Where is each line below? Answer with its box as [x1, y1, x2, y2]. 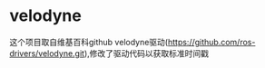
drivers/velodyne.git [9, 47, 84, 59]
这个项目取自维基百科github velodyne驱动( [9, 36, 169, 47]
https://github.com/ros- [167, 36, 256, 47]
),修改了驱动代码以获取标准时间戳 [83, 47, 210, 59]
